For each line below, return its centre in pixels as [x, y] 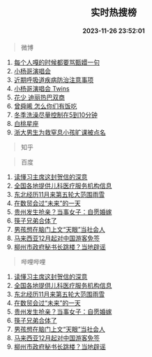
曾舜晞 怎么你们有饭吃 [45, 106]
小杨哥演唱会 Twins [41, 88]
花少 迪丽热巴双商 [39, 97]
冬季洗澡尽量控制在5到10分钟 [55, 115]
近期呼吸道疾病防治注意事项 [54, 80]
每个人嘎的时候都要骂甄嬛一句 [56, 62]
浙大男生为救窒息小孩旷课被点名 [60, 132]
